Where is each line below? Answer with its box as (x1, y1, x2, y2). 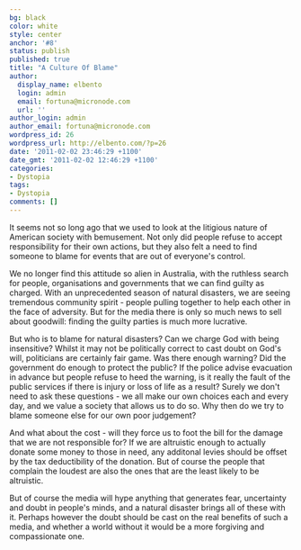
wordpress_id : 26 (9, 131, 75, 140)
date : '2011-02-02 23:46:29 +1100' (9, 147, 143, 156)
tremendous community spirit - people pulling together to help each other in (9, 296, 291, 307)
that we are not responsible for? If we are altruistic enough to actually (9, 437, 267, 447)
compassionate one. (9, 530, 85, 541)
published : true (9, 55, 70, 64)
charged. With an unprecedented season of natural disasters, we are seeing (9, 287, 290, 298)
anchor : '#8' (9, 38, 58, 48)
